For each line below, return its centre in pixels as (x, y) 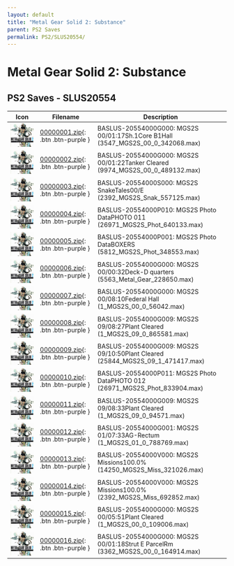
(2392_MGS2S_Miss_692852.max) (148, 497)
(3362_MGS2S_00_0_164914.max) (149, 551)
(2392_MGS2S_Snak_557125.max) (149, 197)
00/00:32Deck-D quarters (135, 272)
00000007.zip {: (63, 295)
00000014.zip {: (63, 486)
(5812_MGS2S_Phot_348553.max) (148, 252)
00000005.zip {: (63, 240)
